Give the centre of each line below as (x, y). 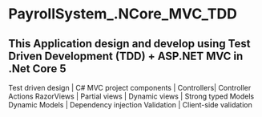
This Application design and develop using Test (129, 44)
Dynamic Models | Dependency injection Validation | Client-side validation (130, 105)
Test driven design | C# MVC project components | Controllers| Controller (130, 88)
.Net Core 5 (37, 69)
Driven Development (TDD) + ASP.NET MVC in (126, 56)
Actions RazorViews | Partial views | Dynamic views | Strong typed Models (131, 96)
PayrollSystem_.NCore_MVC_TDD (123, 14)
